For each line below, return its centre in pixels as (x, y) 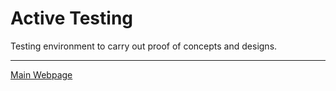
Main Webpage (41, 74)
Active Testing (71, 18)
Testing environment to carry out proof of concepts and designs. (144, 46)
